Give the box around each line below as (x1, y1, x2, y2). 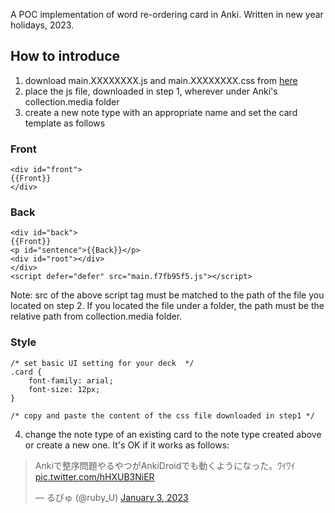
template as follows (24, 117, 106, 129)
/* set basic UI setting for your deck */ (10, 358, 195, 368)
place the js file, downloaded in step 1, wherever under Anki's (24, 85, 278, 97)
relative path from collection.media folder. (10, 310, 183, 323)
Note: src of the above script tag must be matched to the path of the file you (10, 289, 325, 301)
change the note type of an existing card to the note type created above (24, 428, 322, 440)
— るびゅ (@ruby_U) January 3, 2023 (34, 491, 189, 503)
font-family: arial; (28, 375, 114, 386)
